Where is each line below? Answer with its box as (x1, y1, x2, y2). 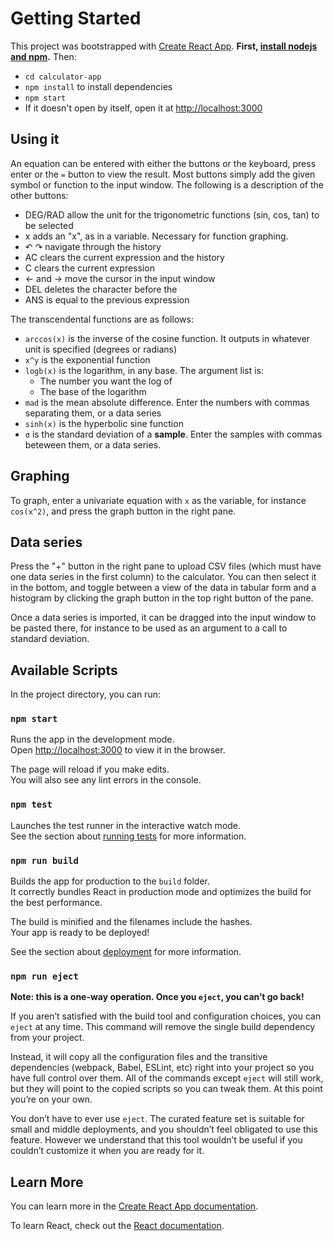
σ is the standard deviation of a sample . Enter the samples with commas (24, 428, 323, 440)
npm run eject (10, 971, 79, 982)
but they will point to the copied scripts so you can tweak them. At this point (10, 1083, 323, 1095)
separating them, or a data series (24, 407, 162, 419)
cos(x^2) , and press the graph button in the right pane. (10, 505, 237, 517)
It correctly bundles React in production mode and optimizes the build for (10, 886, 312, 898)
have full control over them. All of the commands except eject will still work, (10, 1072, 324, 1084)
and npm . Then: (10, 50, 77, 62)
